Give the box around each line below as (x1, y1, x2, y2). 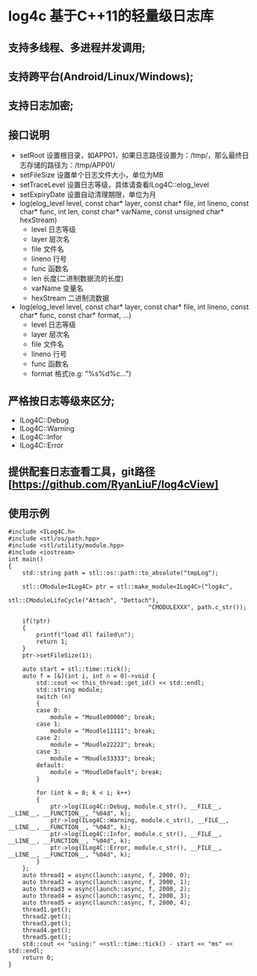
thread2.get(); (22, 912, 72, 921)
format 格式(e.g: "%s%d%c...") (31, 369, 132, 378)
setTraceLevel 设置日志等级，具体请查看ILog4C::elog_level (19, 180, 209, 189)
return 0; (22, 954, 55, 962)
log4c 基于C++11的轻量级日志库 (8, 7, 214, 25)
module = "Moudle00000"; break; (49, 714, 156, 722)
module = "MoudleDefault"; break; (49, 769, 163, 777)
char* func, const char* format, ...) (19, 311, 132, 320)
